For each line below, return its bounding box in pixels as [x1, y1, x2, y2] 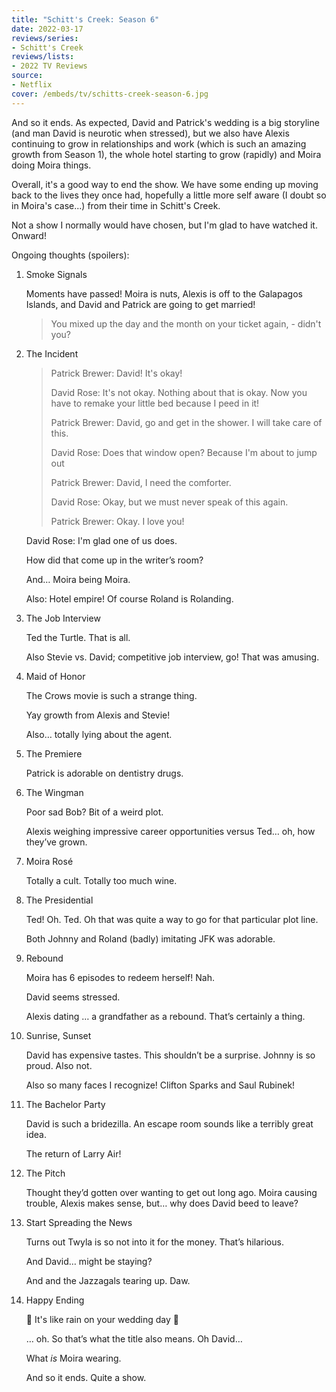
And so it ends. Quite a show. [25, 1371, 147, 1383]
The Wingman [25, 786, 84, 798]
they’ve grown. [25, 836, 88, 848]
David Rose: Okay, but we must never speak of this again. [50, 496, 289, 508]
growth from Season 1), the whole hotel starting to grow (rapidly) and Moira [11, 148, 322, 160]
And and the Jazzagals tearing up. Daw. [25, 1274, 191, 1286]
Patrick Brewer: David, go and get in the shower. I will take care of [50, 416, 323, 428]
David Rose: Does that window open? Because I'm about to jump [50, 446, 318, 458]
